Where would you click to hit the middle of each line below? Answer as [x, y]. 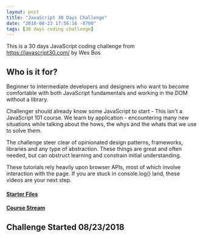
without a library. [27, 100]
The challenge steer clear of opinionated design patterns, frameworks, [95, 142]
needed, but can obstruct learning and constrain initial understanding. [94, 155]
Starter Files [22, 194]
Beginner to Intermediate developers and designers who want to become [98, 86]
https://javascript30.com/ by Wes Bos [53, 53]
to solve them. [24, 131]
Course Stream [26, 208]
